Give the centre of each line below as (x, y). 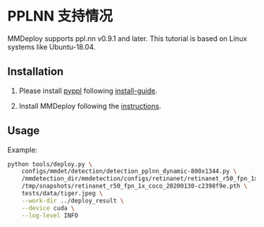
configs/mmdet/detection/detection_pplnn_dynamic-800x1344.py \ (129, 171)
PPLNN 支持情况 (60, 16)
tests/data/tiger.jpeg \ (62, 194)
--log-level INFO (50, 215)
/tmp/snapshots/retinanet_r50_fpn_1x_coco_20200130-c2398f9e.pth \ (134, 186)
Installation (35, 72)
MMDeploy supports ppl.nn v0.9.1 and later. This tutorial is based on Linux (127, 38)
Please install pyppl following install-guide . (88, 91)
